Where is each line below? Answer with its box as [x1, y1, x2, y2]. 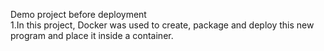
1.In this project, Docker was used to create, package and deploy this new [10, 19, 315, 31]
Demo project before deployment [10, 9, 147, 20]
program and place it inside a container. [10, 30, 174, 41]
